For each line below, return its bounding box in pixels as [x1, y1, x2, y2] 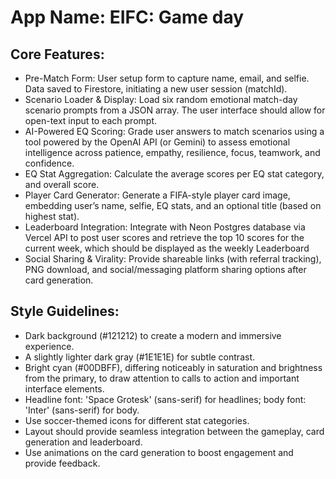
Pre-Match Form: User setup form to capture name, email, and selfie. [24, 72, 310, 84]
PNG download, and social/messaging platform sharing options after [24, 264, 307, 275]
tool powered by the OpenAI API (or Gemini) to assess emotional [24, 136, 291, 148]
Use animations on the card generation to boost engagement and [24, 446, 294, 458]
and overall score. [24, 179, 100, 190]
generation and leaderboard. [24, 436, 143, 448]
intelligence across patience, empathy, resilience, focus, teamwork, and [24, 147, 321, 158]
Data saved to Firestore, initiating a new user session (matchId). [24, 83, 288, 95]
